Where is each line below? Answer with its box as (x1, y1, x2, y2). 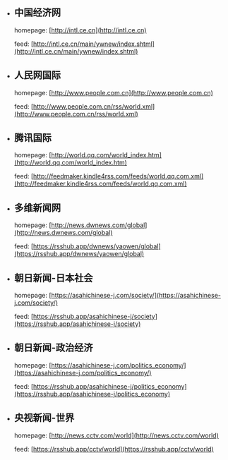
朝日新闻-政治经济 (13, 341, 93, 354)
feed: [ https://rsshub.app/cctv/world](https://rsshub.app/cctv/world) (13, 444, 214, 453)
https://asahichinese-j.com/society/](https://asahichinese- (51, 291, 221, 300)
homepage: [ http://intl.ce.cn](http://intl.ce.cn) (13, 25, 147, 34)
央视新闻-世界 (13, 412, 75, 424)
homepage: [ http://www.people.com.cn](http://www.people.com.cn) (13, 88, 214, 97)
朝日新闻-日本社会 (13, 272, 93, 284)
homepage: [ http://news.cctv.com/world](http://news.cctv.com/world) (13, 431, 219, 440)
